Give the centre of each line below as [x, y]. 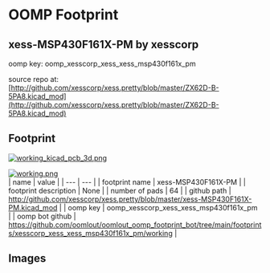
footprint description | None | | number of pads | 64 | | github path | [120, 190]
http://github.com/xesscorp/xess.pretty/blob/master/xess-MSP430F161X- [130, 199]
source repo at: [33, 79]
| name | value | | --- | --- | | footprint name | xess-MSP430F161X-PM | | [127, 181]
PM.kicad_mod [33, 207]
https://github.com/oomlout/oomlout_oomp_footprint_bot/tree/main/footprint [135, 224]
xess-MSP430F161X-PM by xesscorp [104, 45]
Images [27, 259]
